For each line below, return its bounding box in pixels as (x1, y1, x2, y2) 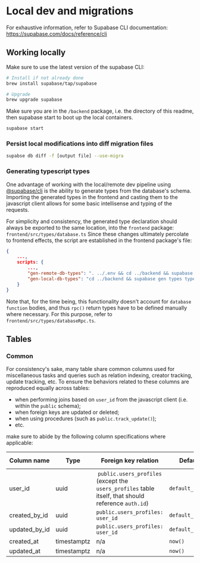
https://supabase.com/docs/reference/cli (6, 30, 107, 37)
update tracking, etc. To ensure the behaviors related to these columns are (6, 378, 189, 385)
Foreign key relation (101, 456, 159, 465)
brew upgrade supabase (6, 97, 62, 103)
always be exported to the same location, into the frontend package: (6, 224, 174, 231)
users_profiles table (96, 484, 155, 493)
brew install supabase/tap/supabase (6, 81, 97, 86)
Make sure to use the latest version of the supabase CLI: (6, 63, 145, 70)
